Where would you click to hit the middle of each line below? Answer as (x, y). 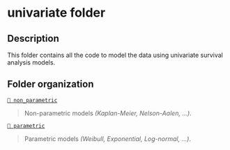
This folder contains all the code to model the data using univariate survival (115, 55)
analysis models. (31, 62)
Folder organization (51, 84)
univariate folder (56, 13)
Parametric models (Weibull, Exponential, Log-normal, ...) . (108, 139)
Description (33, 39)
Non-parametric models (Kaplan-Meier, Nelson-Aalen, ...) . (108, 113)
